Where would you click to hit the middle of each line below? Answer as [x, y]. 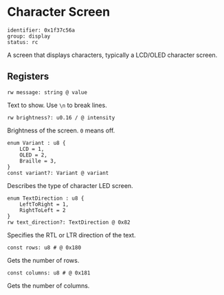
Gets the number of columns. [48, 285]
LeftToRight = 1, [44, 204]
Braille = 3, [38, 161]
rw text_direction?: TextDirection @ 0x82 [69, 222]
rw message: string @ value [47, 92]
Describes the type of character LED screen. [70, 185]
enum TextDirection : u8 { [46, 198]
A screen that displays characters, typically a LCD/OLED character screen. [112, 55]
